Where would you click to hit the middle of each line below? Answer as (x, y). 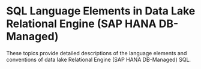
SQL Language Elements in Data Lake (101, 11)
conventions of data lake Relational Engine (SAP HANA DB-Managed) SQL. (98, 59)
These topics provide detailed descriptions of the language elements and (97, 53)
